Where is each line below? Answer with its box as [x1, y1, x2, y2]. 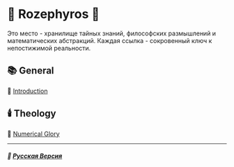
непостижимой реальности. [7, 44, 91, 52]
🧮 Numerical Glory [7, 130, 61, 138]
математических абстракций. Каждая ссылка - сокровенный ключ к [7, 36, 212, 44]
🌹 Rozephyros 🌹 [7, 6, 100, 22]
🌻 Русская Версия [7, 152, 63, 160]
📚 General [7, 65, 54, 77]
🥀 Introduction [7, 87, 48, 95]
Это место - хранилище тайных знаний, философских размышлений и [7, 29, 217, 37]
